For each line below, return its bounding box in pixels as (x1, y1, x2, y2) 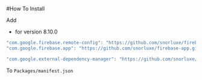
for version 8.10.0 (14, 28, 58, 35)
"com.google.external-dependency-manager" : (6, 56, 117, 62)
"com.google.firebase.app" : (6, 45, 77, 51)
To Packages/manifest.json (6, 67, 73, 74)
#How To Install (6, 5, 45, 12)
